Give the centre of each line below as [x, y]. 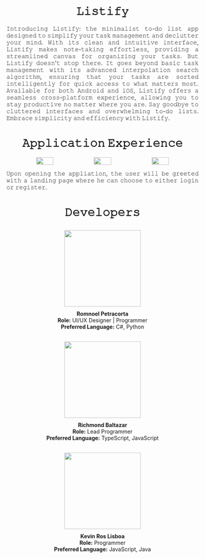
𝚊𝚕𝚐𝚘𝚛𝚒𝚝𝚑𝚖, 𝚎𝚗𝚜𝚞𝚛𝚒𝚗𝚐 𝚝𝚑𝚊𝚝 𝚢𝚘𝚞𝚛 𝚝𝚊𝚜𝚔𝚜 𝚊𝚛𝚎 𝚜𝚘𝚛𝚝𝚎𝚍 [103, 76]
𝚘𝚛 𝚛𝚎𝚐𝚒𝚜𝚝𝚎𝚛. [27, 187]
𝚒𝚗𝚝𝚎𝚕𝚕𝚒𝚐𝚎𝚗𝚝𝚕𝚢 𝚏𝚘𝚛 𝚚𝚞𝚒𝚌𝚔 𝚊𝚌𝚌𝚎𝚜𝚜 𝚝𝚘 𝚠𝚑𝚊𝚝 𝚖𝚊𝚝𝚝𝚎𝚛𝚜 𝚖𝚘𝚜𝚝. [103, 83]
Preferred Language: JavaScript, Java [103, 549]
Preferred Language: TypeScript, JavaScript [103, 438]
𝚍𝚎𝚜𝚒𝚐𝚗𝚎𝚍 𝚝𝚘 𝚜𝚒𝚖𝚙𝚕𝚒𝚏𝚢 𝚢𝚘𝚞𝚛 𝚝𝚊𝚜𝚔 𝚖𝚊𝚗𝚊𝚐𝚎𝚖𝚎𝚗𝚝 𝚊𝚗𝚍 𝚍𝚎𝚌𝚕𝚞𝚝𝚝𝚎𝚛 [103, 35]
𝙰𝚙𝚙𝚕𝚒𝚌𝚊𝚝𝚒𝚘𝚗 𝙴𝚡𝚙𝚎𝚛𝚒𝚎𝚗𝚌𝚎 [103, 143]
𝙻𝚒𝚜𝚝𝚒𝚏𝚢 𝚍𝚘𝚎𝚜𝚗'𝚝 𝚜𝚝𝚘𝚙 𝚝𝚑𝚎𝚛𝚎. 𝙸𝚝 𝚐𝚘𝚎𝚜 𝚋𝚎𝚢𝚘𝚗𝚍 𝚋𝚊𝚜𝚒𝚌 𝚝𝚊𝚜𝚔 [103, 63]
